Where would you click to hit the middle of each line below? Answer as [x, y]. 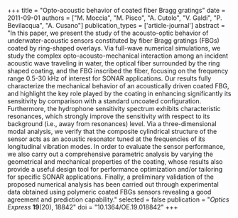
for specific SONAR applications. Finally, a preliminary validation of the [111, 177]
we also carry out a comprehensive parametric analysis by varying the [110, 154]
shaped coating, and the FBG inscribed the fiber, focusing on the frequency [118, 71]
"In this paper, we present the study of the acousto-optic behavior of [108, 33]
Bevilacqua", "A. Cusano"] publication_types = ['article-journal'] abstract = [116, 25]
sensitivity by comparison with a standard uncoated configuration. [104, 101]
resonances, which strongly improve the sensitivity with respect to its [109, 116]
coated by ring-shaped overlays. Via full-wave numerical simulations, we [114, 48]
